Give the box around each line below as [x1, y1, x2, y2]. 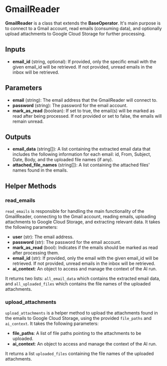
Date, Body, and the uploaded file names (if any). [12, 157, 113, 163]
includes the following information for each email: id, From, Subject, [12, 151, 152, 157]
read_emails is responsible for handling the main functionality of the [5, 208, 145, 214]
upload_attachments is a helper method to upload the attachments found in [5, 310, 158, 316]
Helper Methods [5, 182, 56, 190]
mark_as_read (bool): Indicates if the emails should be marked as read [12, 244, 158, 251]
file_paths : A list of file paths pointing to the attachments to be [12, 330, 142, 336]
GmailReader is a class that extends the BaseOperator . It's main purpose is [5, 20, 161, 26]
